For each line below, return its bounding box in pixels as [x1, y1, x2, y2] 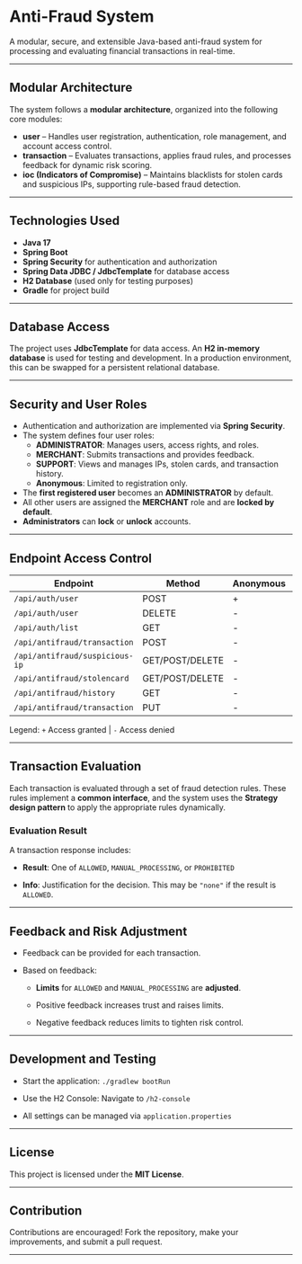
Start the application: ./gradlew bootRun [22, 1075, 171, 1086]
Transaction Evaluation [9, 759, 142, 774]
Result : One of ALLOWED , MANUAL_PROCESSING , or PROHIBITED [22, 862, 235, 873]
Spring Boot [22, 246, 68, 257]
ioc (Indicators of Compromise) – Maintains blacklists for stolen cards [22, 169, 283, 180]
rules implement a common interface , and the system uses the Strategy [9, 792, 279, 803]
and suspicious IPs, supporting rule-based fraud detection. [22, 178, 241, 190]
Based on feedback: [22, 965, 97, 975]
